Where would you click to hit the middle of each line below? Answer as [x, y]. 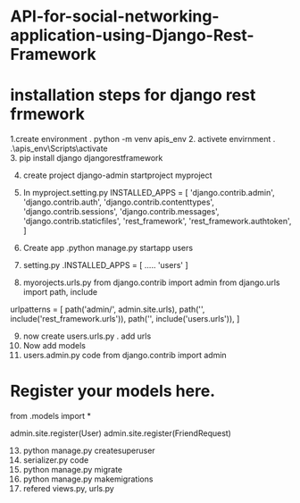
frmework [48, 114]
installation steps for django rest [133, 95]
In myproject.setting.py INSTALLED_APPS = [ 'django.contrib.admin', [149, 193]
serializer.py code [56, 460]
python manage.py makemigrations [88, 479]
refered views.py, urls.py [68, 489]
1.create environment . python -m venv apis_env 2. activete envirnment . [143, 139]
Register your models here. [113, 391]
